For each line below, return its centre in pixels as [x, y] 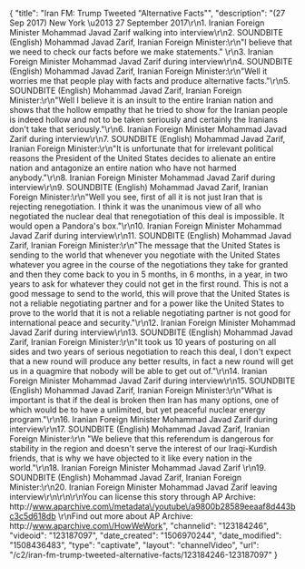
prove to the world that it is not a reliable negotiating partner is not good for [150, 313]
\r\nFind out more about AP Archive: [125, 516]
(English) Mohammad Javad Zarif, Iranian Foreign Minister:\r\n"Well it [138, 71]
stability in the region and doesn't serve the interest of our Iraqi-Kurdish [143, 448]
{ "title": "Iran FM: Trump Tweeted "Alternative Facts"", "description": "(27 [148, 13]
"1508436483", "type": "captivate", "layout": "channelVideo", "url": [134, 545]
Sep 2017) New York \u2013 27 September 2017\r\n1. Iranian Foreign [137, 23]
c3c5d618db [33, 516]
